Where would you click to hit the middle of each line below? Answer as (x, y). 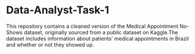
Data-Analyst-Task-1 (58, 10)
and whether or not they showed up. (50, 45)
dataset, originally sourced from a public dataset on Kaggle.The (101, 32)
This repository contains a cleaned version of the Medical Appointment (92, 26)
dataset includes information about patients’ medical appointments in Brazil (97, 38)
